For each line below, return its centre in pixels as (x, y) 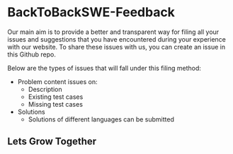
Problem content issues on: (57, 81)
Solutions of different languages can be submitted (101, 119)
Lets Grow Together (52, 142)
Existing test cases (56, 97)
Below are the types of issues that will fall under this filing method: (104, 68)
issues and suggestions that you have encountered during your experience (117, 39)
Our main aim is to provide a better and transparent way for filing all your (113, 32)
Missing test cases (56, 104)
